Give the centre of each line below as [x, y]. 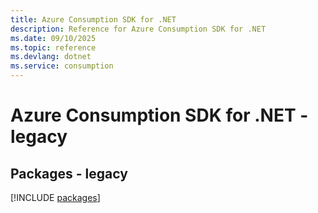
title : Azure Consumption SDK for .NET [93, 19]
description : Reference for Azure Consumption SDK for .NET [138, 29]
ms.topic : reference [53, 47]
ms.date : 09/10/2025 [53, 38]
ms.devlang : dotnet [51, 57]
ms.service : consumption [62, 66]
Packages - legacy [69, 173]
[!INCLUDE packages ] [55, 197]
